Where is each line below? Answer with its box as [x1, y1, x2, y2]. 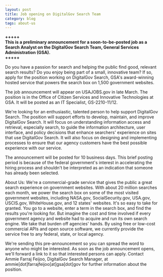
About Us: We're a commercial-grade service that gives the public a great [5, 180, 152, 185]
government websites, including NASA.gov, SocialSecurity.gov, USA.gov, [5, 195, 151, 201]
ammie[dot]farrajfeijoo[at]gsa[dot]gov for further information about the [5, 261, 147, 267]
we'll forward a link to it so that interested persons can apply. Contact [5, 251, 144, 257]
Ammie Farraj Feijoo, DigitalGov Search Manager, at [5, 256, 108, 262]
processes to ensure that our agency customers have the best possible [5, 140, 147, 146]
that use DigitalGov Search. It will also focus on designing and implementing [5, 135, 157, 141]
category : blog [5, 16, 36, 21]
